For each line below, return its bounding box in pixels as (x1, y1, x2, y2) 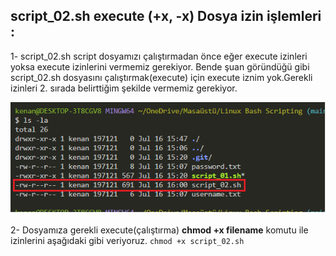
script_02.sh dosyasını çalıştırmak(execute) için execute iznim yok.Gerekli (10, 71, 313, 83)
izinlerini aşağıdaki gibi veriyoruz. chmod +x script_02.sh (10, 234, 245, 246)
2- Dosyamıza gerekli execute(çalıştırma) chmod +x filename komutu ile (10, 224, 309, 236)
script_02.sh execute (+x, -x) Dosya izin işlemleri (10, 8, 322, 25)
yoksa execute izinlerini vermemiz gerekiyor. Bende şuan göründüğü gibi (10, 60, 310, 73)
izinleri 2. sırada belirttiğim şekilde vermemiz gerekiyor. (10, 82, 238, 94)
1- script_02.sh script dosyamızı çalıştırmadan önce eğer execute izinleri (10, 50, 308, 62)
